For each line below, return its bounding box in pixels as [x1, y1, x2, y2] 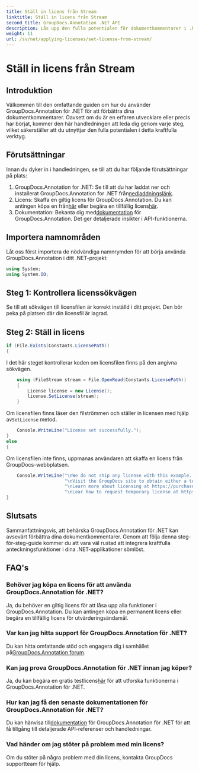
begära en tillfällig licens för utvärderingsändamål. [6, 614, 129, 621]
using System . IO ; [6, 271, 49, 277]
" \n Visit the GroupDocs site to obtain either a [64, 478, 187, 484]
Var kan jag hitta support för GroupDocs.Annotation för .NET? [6, 629, 188, 637]
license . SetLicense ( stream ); [27, 393, 99, 400]
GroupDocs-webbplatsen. [6, 461, 69, 468]
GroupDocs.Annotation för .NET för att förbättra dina [6, 107, 134, 115]
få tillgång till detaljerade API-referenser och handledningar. [6, 726, 152, 733]
